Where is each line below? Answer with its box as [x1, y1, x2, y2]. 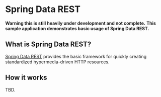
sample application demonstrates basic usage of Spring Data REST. [5, 25, 149, 31]
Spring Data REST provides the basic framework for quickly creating [5, 53, 147, 59]
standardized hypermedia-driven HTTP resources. [5, 59, 110, 65]
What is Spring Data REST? [5, 40, 92, 49]
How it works [5, 73, 47, 82]
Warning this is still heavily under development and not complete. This [5, 20, 156, 26]
